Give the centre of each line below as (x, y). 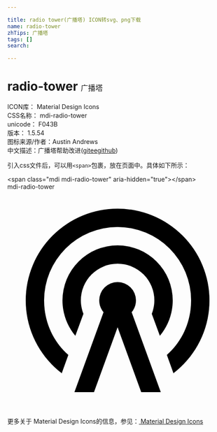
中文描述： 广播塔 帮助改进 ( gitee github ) (63, 150)
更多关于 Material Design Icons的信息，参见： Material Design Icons (105, 422)
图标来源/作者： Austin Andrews (52, 142)
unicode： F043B (33, 124)
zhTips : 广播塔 (28, 33)
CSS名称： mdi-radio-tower (47, 115)
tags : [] (20, 39)
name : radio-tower (34, 26)
